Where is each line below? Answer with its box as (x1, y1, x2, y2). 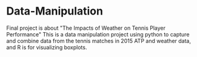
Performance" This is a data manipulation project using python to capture (6, 30, 190, 38)
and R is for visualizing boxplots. (6, 44, 87, 51)
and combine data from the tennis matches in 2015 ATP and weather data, (6, 37, 191, 44)
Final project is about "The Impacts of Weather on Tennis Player (6, 24, 165, 32)
